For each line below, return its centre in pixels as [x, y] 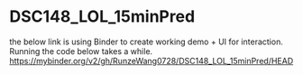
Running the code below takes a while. [81, 51]
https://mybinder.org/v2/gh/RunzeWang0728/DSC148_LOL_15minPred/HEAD [151, 61]
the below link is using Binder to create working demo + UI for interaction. [147, 42]
